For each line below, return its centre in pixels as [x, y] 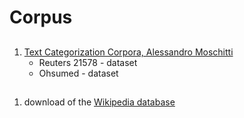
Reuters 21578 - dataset [88, 62]
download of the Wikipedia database [99, 102]
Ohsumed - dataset [78, 73]
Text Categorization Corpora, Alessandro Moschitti [128, 52]
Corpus [41, 17]
